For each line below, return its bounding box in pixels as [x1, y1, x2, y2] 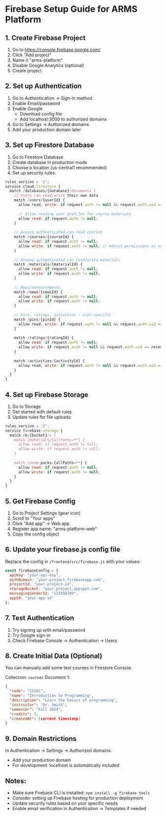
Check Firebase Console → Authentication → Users [12, 637, 118, 643]
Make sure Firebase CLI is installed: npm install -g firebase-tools [12, 789, 150, 796]
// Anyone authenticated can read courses [14, 230, 103, 235]
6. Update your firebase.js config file [5, 545, 121, 554]
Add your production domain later [12, 126, 82, 132]
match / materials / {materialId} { [14, 262, 83, 267]
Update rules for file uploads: [12, 414, 72, 420]
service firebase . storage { [5, 428, 63, 433]
